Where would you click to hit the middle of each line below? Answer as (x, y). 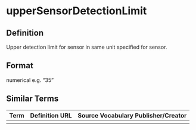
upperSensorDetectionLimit (77, 11)
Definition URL (51, 115)
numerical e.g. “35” (30, 80)
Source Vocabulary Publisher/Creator (132, 115)
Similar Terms (32, 99)
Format (20, 66)
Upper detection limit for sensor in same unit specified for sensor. (87, 47)
